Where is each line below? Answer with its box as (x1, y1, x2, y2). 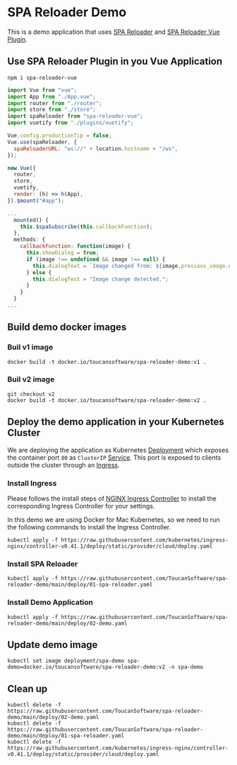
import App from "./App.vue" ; (7, 93, 97, 100)
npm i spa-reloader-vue (7, 74, 78, 81)
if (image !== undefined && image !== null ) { (25, 255, 166, 263)
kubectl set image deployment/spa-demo (7, 657, 125, 665)
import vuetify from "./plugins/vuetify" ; (7, 119, 134, 127)
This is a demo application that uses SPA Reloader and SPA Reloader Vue (7, 27, 220, 36)
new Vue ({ (7, 164, 37, 171)
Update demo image (7, 639, 98, 651)
